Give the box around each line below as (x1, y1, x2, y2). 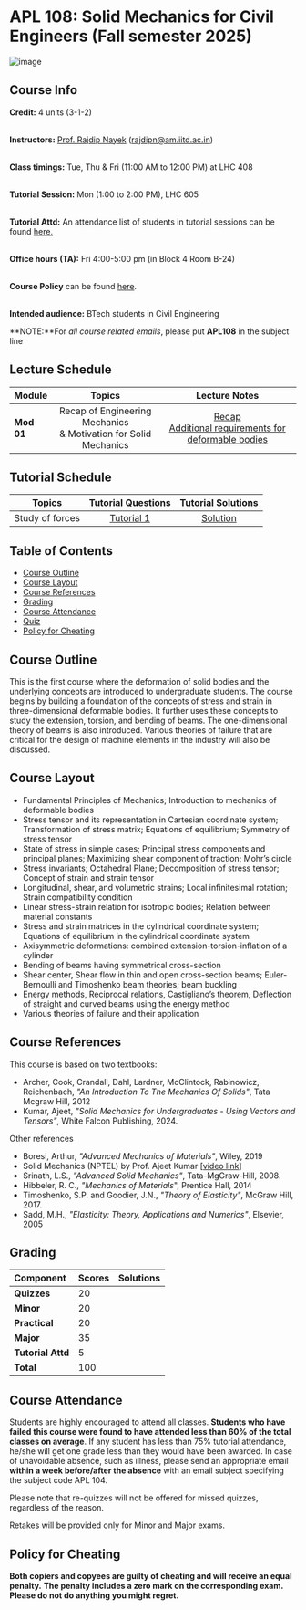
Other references (9, 1133, 75, 1144)
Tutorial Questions (88, 497, 171, 509)
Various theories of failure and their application (22, 1008, 199, 1019)
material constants (22, 911, 93, 922)
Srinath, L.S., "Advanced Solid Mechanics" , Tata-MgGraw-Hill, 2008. (22, 1170, 281, 1181)
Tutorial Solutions (179, 497, 259, 509)
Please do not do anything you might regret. (9, 1590, 179, 1601)
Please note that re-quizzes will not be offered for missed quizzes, (9, 1492, 259, 1503)
